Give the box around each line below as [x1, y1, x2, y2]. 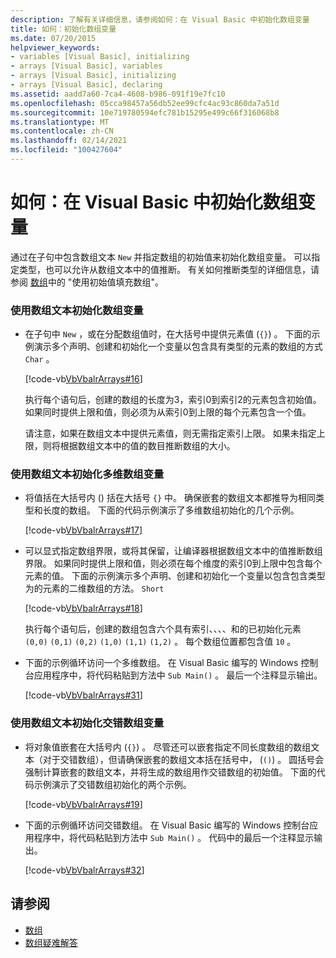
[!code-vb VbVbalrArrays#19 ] [24, 798, 143, 810]
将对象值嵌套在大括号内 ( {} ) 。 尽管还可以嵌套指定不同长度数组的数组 [24, 741, 312, 753]
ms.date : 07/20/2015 [10, 33, 97, 43]
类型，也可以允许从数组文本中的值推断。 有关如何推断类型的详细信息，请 [18, 263, 320, 275]
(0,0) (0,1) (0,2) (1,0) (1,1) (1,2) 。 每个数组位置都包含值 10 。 [24, 636, 297, 648]
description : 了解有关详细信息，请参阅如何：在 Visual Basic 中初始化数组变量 [10, 14, 310, 25]
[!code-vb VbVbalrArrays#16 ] [24, 373, 143, 385]
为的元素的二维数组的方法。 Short [24, 582, 165, 595]
